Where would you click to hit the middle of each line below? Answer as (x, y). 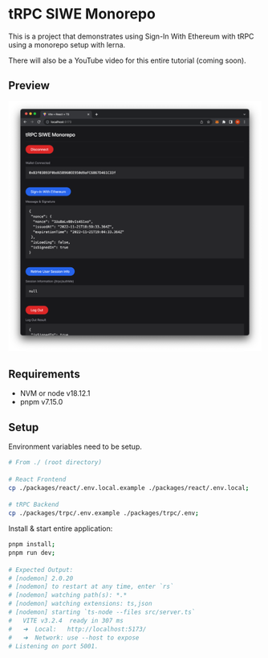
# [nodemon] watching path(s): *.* (68, 595)
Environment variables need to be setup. (75, 446)
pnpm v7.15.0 (41, 402)
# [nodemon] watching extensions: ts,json (80, 604)
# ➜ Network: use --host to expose (74, 637)
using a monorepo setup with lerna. (67, 44)
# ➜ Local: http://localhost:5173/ (77, 629)
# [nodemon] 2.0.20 (41, 578)
